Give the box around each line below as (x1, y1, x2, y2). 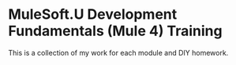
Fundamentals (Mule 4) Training (8, 22, 223, 40)
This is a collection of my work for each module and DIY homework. (8, 48, 229, 57)
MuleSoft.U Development (8, 5, 178, 23)
